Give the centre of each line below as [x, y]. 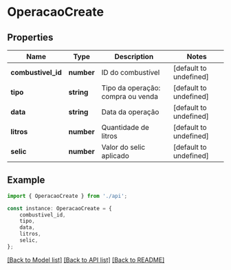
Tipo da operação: [131, 88]
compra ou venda [130, 97]
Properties [30, 37]
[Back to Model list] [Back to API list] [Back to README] [86, 260]
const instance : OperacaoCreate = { [59, 208]
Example [26, 180]
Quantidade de [125, 127]
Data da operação [130, 112]
